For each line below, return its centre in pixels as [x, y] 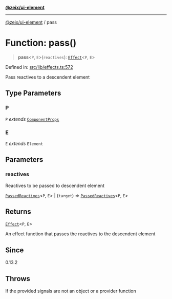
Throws [18, 279]
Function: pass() [41, 43]
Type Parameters [33, 93]
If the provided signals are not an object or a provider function [71, 291]
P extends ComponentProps [32, 119]
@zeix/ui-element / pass [31, 22]
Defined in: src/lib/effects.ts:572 [39, 67]
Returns [18, 212]
